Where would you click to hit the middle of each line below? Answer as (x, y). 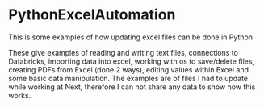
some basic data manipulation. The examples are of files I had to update (128, 78)
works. (20, 95)
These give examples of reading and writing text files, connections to (123, 52)
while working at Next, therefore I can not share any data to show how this (132, 87)
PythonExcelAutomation (92, 15)
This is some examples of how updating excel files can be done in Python (130, 37)
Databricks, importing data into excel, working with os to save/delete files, (132, 61)
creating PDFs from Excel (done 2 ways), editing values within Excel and (128, 69)
